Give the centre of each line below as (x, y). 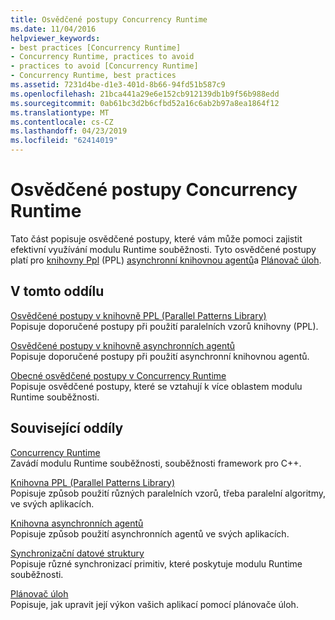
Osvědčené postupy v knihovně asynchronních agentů (123, 345)
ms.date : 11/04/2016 (53, 29)
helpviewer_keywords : (55, 38)
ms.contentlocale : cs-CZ (62, 122)
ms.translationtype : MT (60, 112)
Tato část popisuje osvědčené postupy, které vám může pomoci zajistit (156, 238)
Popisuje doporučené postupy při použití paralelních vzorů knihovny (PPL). (164, 326)
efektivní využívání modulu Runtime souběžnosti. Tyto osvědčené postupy (163, 249)
